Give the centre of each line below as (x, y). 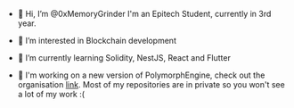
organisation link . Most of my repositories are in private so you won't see (151, 84)
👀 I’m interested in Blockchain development (97, 41)
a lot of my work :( (51, 94)
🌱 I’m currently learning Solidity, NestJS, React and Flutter (124, 58)
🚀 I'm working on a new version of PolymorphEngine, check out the (141, 75)
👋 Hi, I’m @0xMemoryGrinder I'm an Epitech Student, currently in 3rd (144, 14)
